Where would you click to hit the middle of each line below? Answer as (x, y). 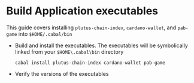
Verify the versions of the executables (62, 73)
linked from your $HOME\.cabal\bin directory (69, 51)
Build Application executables (82, 11)
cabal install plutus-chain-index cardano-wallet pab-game (90, 63)
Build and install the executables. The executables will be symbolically (101, 45)
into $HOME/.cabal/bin (45, 33)
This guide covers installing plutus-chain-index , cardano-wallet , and (91, 27)
